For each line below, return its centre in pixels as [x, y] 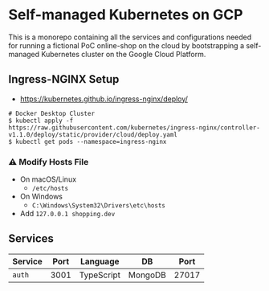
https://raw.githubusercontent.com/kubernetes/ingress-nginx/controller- [134, 127]
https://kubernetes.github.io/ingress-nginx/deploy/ [104, 99]
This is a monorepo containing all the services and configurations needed [130, 37]
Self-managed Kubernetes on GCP [126, 15]
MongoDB [147, 275]
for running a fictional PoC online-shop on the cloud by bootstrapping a [126, 45]
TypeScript [100, 275]
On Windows [41, 197]
